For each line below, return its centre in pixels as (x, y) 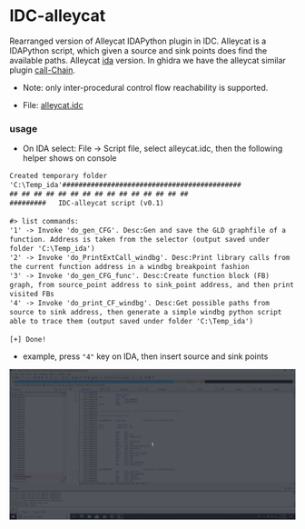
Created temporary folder (58, 176)
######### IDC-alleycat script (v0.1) (87, 204)
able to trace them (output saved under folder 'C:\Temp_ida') (132, 322)
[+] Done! (28, 340)
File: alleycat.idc (53, 105)
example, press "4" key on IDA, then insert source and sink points (145, 356)
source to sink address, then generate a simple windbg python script (146, 313)
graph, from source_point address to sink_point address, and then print (152, 285)
